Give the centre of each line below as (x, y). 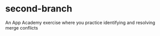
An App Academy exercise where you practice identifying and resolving (80, 22)
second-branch (39, 9)
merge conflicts (22, 27)
